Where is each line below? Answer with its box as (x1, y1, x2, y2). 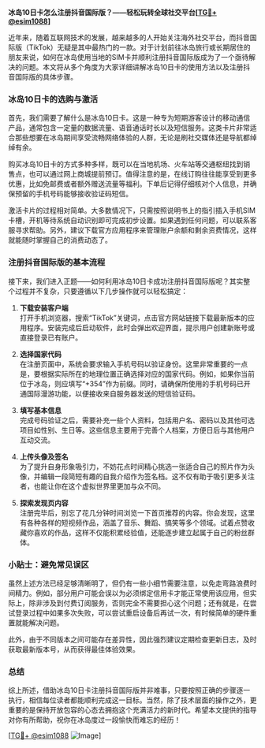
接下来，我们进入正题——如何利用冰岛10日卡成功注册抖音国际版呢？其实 (8, 276, 244, 286)
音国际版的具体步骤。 (8, 73, 77, 81)
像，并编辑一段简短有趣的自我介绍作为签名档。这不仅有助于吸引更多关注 (19, 471, 255, 481)
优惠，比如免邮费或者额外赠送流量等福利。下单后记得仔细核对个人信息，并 (8, 179, 250, 188)
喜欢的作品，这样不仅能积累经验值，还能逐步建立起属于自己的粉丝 (33, 527, 248, 537)
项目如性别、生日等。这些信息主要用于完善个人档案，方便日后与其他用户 (19, 425, 255, 434)
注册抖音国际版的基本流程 (8, 257, 106, 268)
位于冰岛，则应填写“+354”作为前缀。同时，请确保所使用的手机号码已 (19, 378, 244, 389)
